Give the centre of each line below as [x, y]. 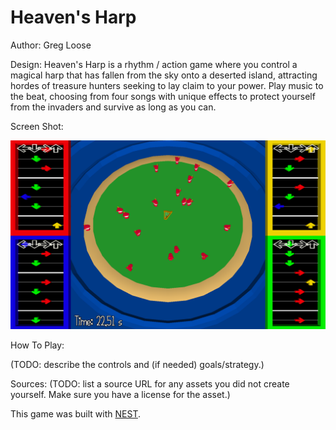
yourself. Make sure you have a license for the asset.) [120, 395]
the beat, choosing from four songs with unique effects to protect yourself [163, 96]
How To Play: [37, 345]
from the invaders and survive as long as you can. [113, 107]
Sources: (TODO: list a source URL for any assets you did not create [150, 384]
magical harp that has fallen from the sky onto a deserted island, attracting [164, 75]
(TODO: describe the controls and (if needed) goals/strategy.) [137, 365]
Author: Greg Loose [51, 45]
